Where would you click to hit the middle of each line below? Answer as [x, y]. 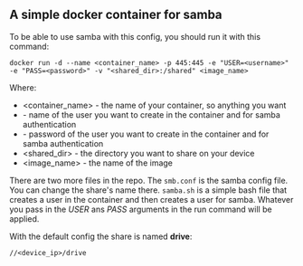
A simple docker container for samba [116, 15]
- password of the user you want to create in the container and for [146, 134]
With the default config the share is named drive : [101, 236]
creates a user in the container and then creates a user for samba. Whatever [151, 199]
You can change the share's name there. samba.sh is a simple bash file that [148, 190]
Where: [23, 87]
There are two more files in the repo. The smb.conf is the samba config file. [149, 180]
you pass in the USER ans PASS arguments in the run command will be [141, 209]
